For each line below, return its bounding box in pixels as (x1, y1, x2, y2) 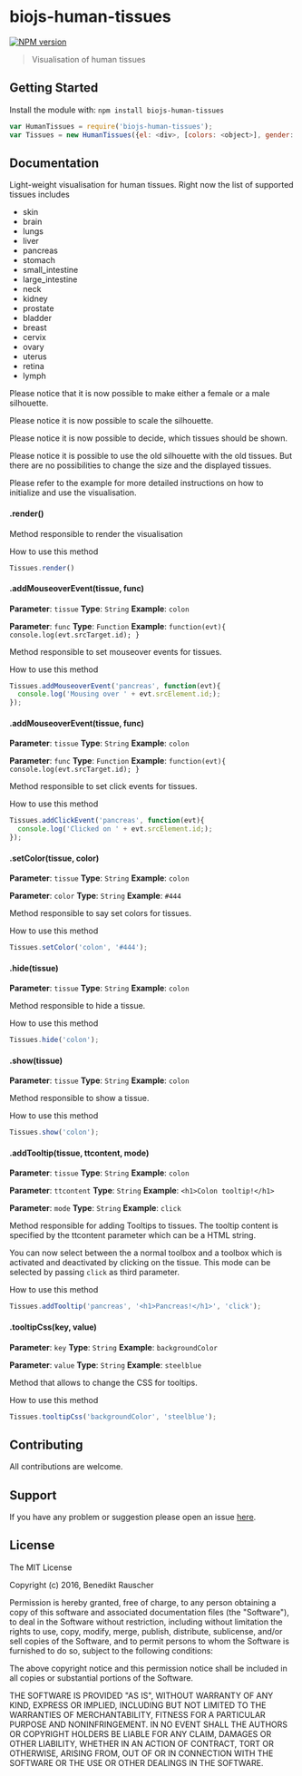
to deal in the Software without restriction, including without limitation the (9, 1616, 283, 1627)
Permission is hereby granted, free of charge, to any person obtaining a (9, 1596, 277, 1607)
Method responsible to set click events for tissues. (9, 781, 198, 792)
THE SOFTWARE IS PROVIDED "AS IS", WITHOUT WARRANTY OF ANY (9, 1690, 274, 1701)
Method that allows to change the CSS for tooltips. (9, 1377, 198, 1388)
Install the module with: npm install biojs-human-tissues (9, 104, 225, 115)
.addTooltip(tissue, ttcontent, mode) (9, 1147, 150, 1158)
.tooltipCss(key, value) (9, 1322, 97, 1332)
